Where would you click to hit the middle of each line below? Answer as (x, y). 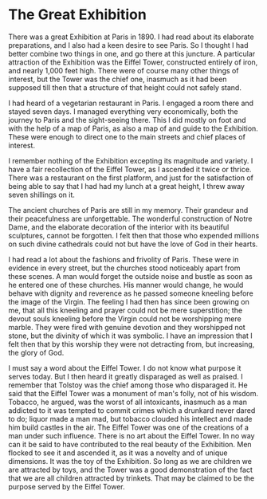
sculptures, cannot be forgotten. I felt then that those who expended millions (134, 235)
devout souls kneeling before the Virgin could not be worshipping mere (125, 318)
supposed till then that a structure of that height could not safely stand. (125, 87)
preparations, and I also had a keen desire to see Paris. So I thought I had (128, 45)
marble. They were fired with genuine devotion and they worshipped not (127, 327)
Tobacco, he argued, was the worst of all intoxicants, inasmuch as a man (128, 402)
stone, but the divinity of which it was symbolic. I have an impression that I (130, 336)
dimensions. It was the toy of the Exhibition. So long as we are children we (130, 461)
